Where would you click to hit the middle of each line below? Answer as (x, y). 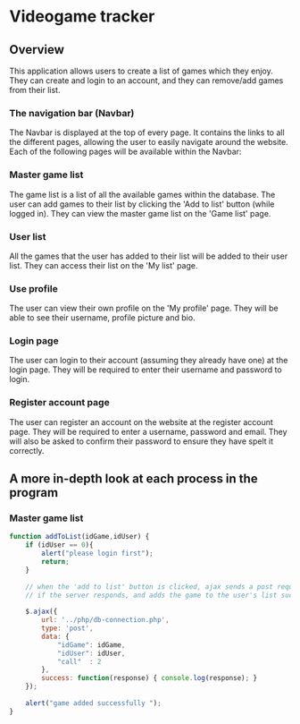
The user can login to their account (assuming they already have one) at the (149, 361)
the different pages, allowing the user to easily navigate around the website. (149, 142)
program (34, 493)
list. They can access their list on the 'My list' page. (104, 265)
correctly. (27, 450)
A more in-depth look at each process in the (133, 479)
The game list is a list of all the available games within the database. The (142, 194)
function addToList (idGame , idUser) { (79, 537)
